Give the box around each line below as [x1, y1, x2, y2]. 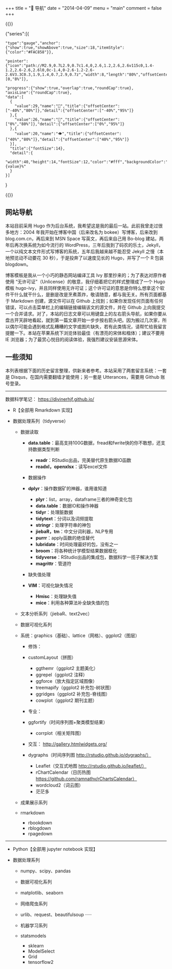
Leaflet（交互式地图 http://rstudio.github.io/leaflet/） [35, 762, 147, 769]
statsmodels [20, 933, 47, 939]
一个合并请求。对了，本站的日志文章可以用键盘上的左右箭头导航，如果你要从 [5, 310, 167, 316]
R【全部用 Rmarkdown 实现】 [12, 407, 75, 413]
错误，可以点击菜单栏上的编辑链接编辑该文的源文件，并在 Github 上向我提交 [5, 304, 165, 310]
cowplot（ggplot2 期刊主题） [35, 697, 97, 703]
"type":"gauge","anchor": [5, 41, 60, 46]
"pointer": [5, 59, 29, 64]
